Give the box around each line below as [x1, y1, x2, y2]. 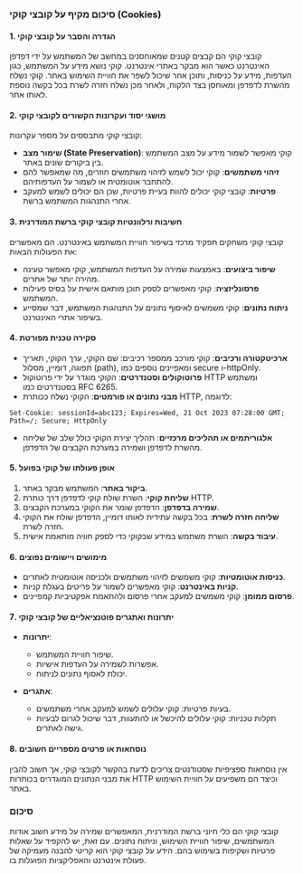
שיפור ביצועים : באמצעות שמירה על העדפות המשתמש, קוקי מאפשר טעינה [22, 263, 276, 274]
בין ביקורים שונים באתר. [22, 157, 104, 168]
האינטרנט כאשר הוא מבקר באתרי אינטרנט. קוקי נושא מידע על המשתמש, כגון [9, 61, 270, 71]
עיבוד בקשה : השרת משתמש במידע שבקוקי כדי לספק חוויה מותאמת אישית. [22, 530, 279, 541]
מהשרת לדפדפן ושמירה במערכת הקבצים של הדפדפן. [22, 442, 203, 452]
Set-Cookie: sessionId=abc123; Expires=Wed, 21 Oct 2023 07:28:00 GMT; [9, 408, 285, 417]
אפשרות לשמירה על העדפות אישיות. [35, 659, 159, 670]
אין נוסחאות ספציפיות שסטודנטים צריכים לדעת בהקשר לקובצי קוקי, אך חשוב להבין [9, 764, 288, 774]
